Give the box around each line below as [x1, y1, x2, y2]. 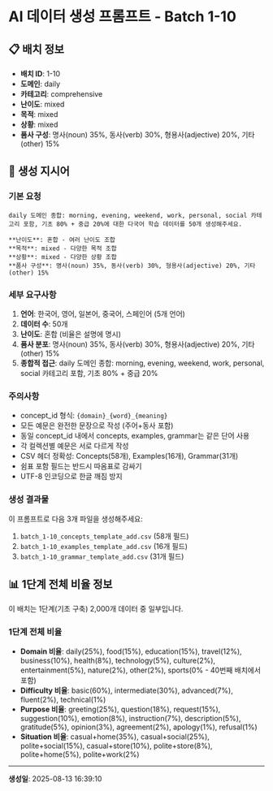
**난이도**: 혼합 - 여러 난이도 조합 [8, 236, 116, 244]
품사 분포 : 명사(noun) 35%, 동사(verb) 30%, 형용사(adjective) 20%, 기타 [19, 339, 255, 349]
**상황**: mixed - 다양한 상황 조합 [8, 253, 117, 261]
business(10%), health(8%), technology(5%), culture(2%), [19, 655, 216, 665]
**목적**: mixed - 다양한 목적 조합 [8, 244, 117, 253]
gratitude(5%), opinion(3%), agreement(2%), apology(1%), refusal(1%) [19, 722, 258, 732]
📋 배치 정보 [8, 42, 65, 56]
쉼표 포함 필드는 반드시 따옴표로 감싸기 [19, 461, 142, 471]
